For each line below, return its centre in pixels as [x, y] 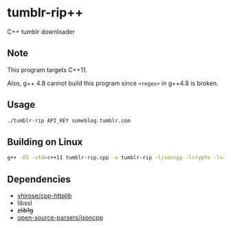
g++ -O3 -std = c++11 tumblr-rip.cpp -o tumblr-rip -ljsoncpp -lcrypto [109, 158]
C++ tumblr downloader [41, 32]
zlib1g [25, 210]
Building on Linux [45, 142]
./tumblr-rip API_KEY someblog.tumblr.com [69, 121]
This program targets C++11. [47, 69]
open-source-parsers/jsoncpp [60, 217]
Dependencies [39, 179]
